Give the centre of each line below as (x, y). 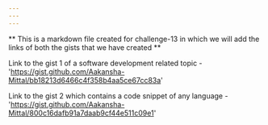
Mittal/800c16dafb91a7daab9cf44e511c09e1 (82, 113)
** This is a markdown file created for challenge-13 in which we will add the (134, 39)
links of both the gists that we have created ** (85, 47)
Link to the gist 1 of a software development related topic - (106, 63)
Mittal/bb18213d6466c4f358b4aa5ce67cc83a (85, 80)
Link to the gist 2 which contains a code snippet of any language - (118, 96)
